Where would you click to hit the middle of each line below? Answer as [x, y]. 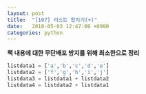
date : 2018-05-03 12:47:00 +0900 [58, 26]
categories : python [35, 33]
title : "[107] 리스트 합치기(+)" [52, 20]
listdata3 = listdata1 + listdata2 [58, 79]
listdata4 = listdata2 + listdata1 [58, 85]
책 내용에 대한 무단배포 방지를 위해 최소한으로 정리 [73, 53]
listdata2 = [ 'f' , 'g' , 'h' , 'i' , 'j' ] [58, 73]
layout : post [26, 13]
